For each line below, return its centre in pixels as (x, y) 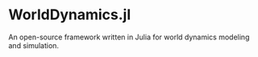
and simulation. (33, 45)
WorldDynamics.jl (70, 15)
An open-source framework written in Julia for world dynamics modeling (129, 37)
